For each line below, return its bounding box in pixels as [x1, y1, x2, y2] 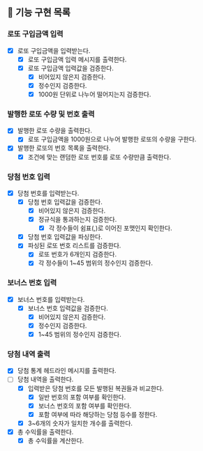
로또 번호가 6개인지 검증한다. [38, 250, 117, 259]
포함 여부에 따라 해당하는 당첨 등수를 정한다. [38, 410, 158, 418]
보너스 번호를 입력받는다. [17, 295, 85, 303]
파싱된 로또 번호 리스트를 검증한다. [27, 241, 121, 250]
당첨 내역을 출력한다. [17, 375, 74, 383]
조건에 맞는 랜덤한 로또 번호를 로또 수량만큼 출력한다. [27, 153, 172, 161]
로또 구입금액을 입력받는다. [17, 46, 91, 54]
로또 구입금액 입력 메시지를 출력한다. [27, 55, 127, 63]
